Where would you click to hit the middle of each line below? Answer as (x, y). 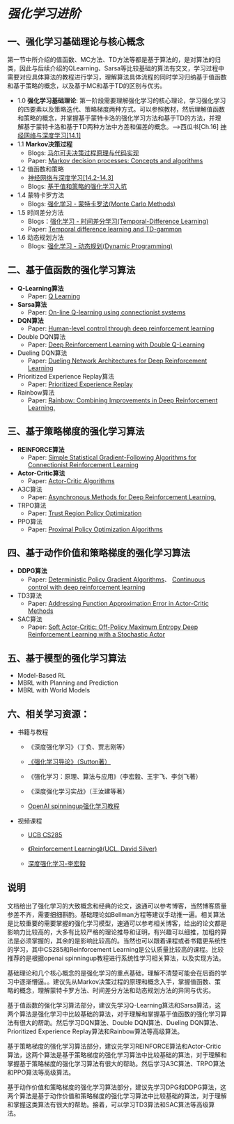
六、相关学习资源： (48, 714)
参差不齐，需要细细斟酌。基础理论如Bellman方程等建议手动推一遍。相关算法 (116, 914)
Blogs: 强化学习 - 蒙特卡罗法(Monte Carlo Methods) (102, 204)
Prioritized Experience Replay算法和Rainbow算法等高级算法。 (95, 1031)
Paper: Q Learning (54, 296)
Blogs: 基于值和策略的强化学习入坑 (77, 186)
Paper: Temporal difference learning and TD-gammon (105, 229)
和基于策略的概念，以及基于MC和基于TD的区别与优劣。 (87, 86)
